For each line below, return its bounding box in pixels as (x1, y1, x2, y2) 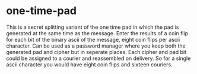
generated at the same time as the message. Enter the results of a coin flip (6, 29, 189, 36)
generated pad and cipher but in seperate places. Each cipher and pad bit (6, 48, 187, 55)
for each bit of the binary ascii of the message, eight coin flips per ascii (6, 36, 180, 43)
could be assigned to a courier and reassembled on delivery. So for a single (6, 55, 191, 62)
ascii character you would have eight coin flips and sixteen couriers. (6, 60, 173, 68)
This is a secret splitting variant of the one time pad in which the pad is (6, 23, 179, 31)
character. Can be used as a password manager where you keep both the (6, 42, 186, 49)
